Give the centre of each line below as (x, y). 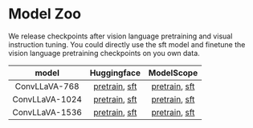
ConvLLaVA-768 (47, 86)
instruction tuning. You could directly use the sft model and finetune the (127, 44)
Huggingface (115, 73)
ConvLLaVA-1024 (47, 99)
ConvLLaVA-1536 (47, 112)
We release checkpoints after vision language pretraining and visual (120, 36)
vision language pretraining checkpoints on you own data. (104, 53)
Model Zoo (45, 14)
